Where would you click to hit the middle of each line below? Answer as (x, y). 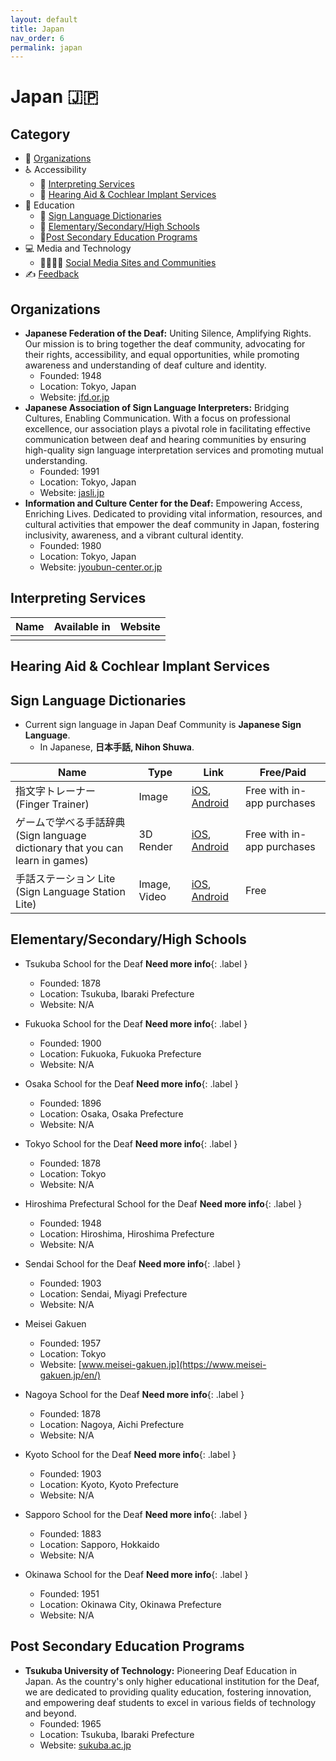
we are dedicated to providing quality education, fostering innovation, (168, 1692)
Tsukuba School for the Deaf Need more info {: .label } (136, 963)
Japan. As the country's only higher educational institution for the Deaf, (172, 1681)
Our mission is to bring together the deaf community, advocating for (165, 344)
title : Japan (37, 29)
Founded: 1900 (70, 1043)
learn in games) (52, 861)
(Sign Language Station (70, 892)
